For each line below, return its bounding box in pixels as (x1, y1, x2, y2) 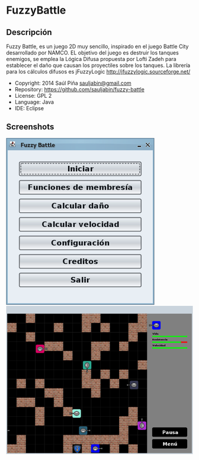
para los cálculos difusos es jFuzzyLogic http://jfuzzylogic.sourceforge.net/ (6, 68, 191, 75)
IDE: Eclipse (14, 105, 44, 111)
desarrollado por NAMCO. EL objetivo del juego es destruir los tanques (6, 49, 179, 56)
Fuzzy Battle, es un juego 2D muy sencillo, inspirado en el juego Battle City (6, 43, 189, 50)
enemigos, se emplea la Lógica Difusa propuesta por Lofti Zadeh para (6, 56, 176, 62)
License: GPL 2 (14, 92, 52, 99)
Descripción (6, 27, 52, 37)
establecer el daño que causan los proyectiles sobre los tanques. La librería (6, 62, 191, 69)
